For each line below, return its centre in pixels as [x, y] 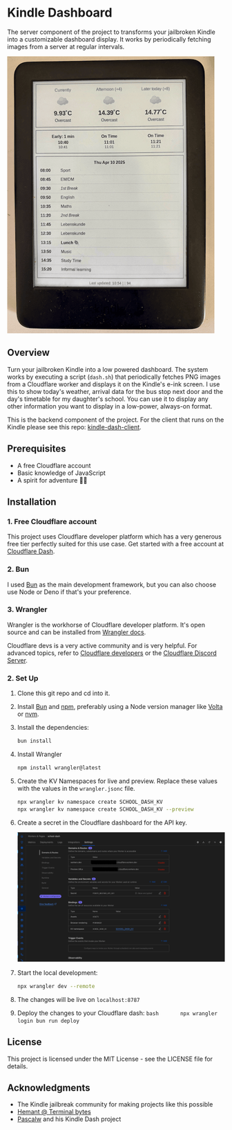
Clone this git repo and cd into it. [64, 693]
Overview [29, 353]
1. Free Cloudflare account [52, 521]
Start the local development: [57, 972]
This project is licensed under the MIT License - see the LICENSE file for [110, 1059]
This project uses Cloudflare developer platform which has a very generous [115, 537]
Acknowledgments [49, 1087]
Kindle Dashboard [60, 13]
